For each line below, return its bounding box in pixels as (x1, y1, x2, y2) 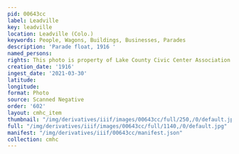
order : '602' (7, 103, 46, 110)
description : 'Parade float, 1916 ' (7, 43, 116, 50)
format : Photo (7, 89, 50, 97)
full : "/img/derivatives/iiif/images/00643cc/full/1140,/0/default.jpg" (7, 122, 228, 130)
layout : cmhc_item (7, 109, 62, 116)
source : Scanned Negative (7, 97, 84, 104)
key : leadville (7, 23, 53, 31)
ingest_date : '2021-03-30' (7, 70, 87, 77)
